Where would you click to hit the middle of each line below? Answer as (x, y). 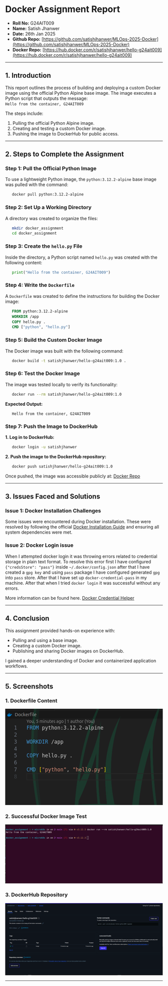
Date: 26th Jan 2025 (34, 34)
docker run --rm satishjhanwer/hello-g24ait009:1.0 (67, 394)
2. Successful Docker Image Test (46, 816)
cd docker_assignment (34, 233)
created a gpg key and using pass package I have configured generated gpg (82, 572)
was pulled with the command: (37, 185)
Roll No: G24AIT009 (33, 23)
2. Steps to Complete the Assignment (64, 154)
